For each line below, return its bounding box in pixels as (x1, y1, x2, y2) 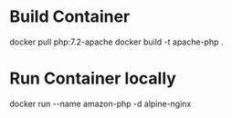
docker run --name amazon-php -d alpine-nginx (9, 98, 192, 109)
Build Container (9, 6, 131, 27)
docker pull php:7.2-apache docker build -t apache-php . (9, 36, 224, 47)
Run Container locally (9, 68, 176, 89)
